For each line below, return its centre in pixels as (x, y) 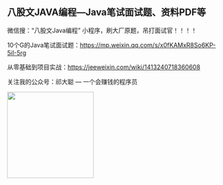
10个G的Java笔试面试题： (44, 45)
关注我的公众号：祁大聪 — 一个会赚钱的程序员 (72, 81)
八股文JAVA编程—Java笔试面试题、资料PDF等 (107, 12)
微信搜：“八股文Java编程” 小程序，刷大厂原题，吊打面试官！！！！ (102, 30)
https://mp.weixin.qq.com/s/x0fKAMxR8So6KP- (148, 45)
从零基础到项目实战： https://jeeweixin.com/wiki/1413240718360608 (104, 67)
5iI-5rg (17, 52)
